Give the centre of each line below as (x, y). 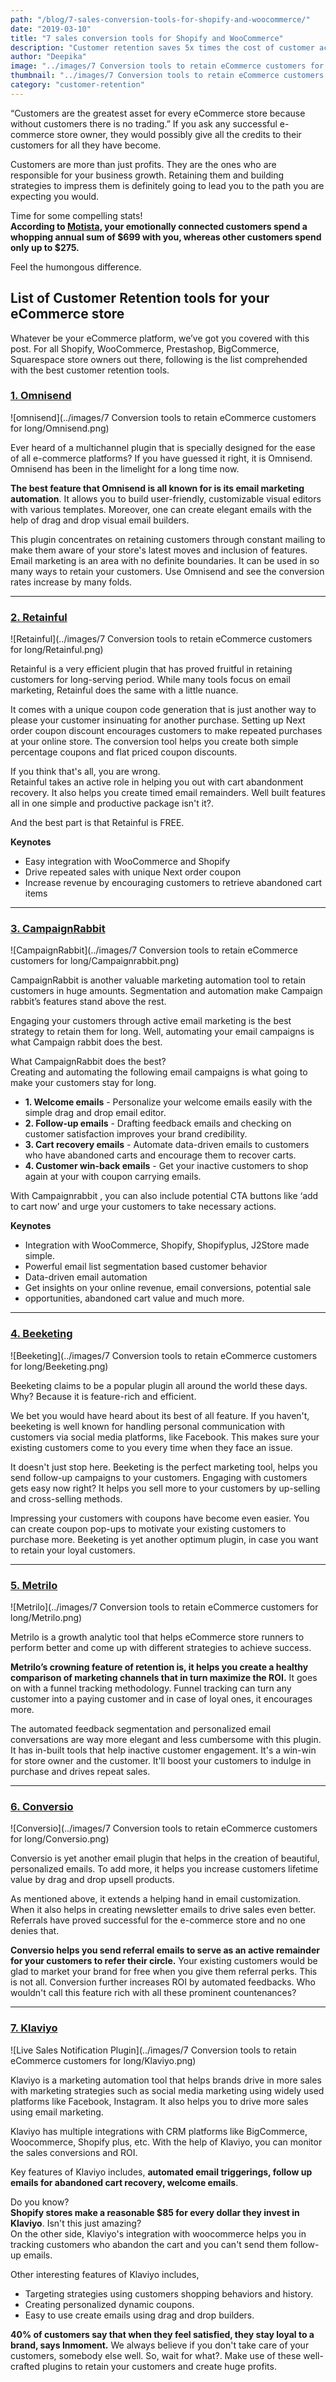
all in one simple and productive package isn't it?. (112, 803)
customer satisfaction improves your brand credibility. (136, 1134)
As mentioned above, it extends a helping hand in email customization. (156, 1899)
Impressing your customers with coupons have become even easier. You (160, 1518)
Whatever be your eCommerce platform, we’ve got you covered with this (160, 338)
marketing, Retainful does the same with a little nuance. (124, 690)
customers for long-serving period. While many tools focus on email (150, 680)
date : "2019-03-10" (51, 29)
